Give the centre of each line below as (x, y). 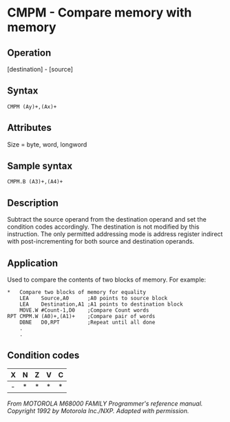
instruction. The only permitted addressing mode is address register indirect (115, 234)
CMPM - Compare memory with (100, 13)
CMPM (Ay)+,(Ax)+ (32, 107)
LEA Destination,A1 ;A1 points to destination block (102, 304)
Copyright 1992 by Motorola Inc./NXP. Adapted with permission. (98, 410)
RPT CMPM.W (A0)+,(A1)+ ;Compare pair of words (81, 317)
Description (33, 203)
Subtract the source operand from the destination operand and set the (107, 220)
